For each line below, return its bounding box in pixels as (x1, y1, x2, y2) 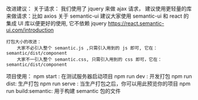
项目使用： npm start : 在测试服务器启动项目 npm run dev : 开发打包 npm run (6, 73, 192, 79)
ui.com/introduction (6, 26, 54, 34)
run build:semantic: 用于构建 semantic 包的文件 (6, 88, 121, 94)
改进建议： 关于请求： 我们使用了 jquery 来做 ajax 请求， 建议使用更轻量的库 (6, 5, 192, 12)
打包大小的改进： (6, 39, 42, 45)
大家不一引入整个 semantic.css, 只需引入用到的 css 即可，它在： (17, 56, 163, 62)
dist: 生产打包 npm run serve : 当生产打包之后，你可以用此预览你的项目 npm (6, 80, 191, 87)
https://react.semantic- (108, 20, 164, 26)
